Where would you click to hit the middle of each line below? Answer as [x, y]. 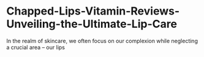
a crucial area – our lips [36, 47]
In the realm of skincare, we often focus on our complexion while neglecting [102, 41]
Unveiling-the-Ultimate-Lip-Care [92, 24]
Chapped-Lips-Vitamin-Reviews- [93, 11]
